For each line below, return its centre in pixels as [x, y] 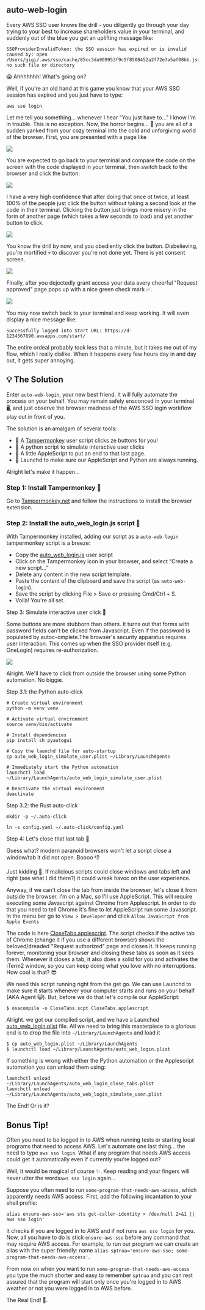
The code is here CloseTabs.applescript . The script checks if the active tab [101, 934]
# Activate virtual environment [47, 719]
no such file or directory [41, 65]
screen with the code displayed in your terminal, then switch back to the [97, 167]
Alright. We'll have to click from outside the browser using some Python [96, 673]
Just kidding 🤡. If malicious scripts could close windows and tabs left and [99, 872]
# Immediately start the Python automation [63, 768]
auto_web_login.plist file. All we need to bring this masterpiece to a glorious [101, 1026]
